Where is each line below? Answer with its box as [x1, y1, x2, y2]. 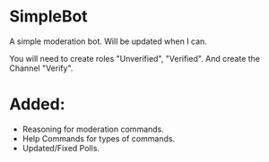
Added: [9, 94, 65, 115]
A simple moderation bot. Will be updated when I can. [9, 36, 208, 47]
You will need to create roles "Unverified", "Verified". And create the [9, 53, 261, 64]
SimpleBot [9, 6, 88, 27]
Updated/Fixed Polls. [22, 142, 100, 153]
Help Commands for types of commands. [22, 132, 176, 144]
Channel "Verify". [9, 63, 74, 73]
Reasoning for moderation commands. [22, 124, 164, 134]
